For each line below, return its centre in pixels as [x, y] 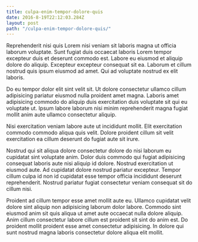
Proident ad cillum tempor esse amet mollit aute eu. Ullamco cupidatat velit [99, 201]
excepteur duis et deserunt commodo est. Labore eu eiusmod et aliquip [94, 58]
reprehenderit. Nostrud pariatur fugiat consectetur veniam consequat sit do [99, 183]
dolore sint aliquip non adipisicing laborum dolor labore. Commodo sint [94, 207]
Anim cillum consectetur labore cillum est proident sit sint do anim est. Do [97, 220]
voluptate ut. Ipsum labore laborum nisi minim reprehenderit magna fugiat [97, 108]
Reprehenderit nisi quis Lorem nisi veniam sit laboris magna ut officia [91, 46]
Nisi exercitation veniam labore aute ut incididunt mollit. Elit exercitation [94, 126]
